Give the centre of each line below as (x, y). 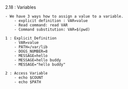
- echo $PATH (28, 82)
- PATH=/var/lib (31, 47)
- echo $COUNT (29, 77)
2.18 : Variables (21, 7)
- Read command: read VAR (41, 25)
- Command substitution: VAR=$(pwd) (52, 29)
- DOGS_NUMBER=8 (31, 51)
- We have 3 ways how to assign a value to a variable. (64, 16)
